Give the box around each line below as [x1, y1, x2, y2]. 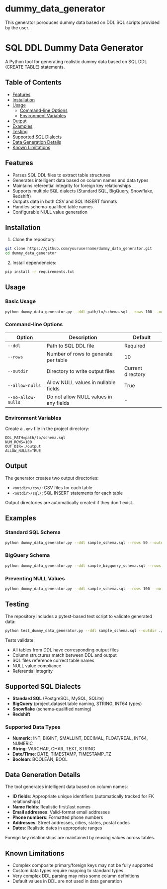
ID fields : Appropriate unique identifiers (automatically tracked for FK [12, 794, 154, 800]
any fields [46, 399, 70, 406]
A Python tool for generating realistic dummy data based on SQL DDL [5, 58, 148, 65]
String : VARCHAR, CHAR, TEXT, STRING [12, 745, 95, 751]
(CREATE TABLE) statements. [5, 64, 65, 70]
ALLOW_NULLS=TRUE [5, 448, 41, 453]
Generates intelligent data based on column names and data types [12, 177, 149, 183]
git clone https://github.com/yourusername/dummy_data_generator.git [5, 246, 153, 251]
